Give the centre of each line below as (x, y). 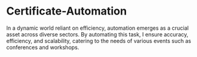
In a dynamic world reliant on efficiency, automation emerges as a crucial (98, 28)
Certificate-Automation (67, 11)
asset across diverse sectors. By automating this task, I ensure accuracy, (98, 34)
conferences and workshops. (43, 47)
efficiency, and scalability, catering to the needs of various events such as (99, 41)
